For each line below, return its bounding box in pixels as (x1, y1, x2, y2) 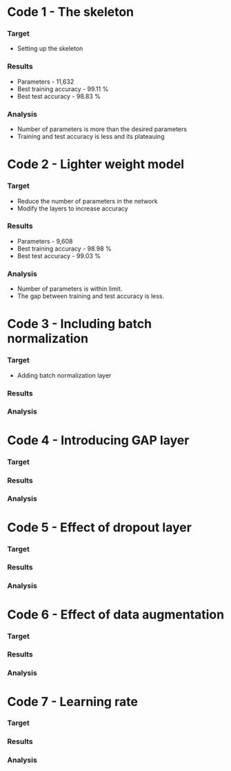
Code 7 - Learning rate (7, 694, 138, 710)
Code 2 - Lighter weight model (7, 157, 185, 173)
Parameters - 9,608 (17, 237, 73, 245)
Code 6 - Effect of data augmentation (7, 607, 225, 622)
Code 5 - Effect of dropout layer (7, 519, 192, 535)
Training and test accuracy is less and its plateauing (17, 133, 165, 141)
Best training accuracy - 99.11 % (17, 84, 109, 93)
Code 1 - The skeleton (7, 4, 134, 20)
